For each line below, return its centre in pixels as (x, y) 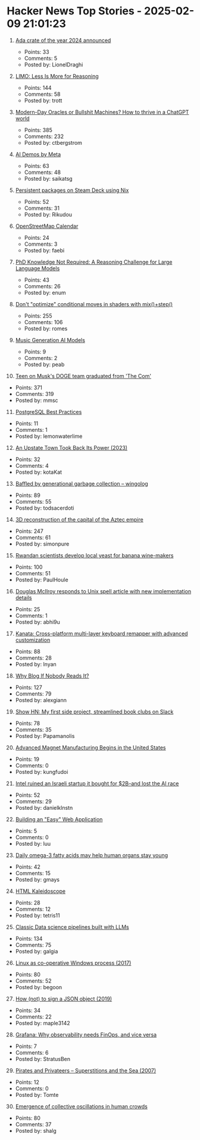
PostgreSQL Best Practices (49, 412)
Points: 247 (29, 531)
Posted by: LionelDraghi (54, 65)
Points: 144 (38, 87)
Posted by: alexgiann (41, 700)
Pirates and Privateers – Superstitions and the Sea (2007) (86, 1070)
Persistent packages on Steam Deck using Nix (72, 190)
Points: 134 (29, 938)
